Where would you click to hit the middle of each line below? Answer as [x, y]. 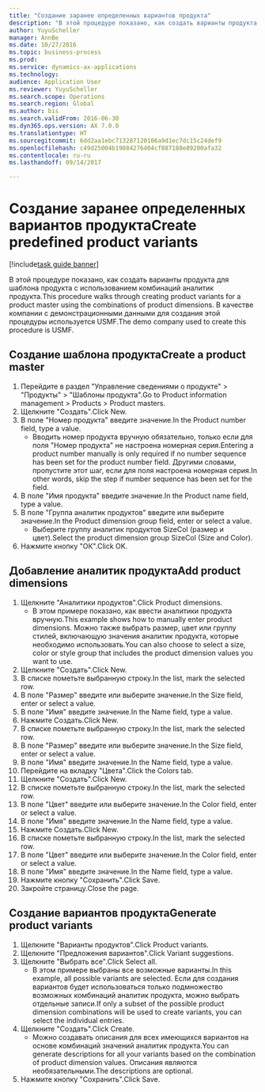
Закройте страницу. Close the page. [79, 888]
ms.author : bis [34, 112]
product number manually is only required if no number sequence [139, 453]
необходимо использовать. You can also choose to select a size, [139, 644]
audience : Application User [55, 82]
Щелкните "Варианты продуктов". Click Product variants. [114, 944]
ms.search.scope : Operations [57, 97]
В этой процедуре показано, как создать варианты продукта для [119, 280]
